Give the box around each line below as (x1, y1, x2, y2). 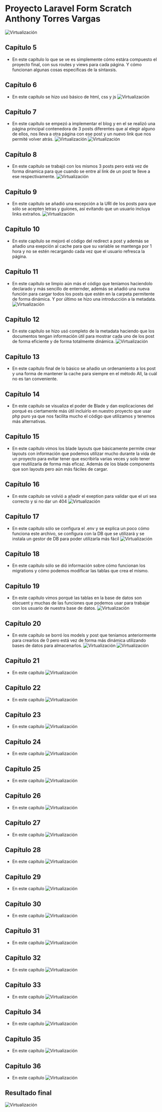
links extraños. (12, 211, 42, 217)
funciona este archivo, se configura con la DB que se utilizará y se (12, 530, 145, 536)
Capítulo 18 (5, 549, 40, 558)
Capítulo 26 (5, 792, 41, 800)
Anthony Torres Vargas (5, 13, 101, 24)
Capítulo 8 (5, 150, 37, 159)
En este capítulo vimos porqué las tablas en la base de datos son (12, 595, 142, 601)
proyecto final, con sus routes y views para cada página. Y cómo (12, 61, 142, 67)
